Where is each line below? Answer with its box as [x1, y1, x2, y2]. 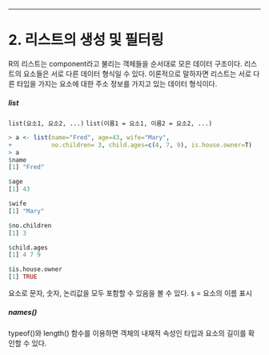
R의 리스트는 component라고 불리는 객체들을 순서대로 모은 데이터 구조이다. [8, 58, 243, 68]
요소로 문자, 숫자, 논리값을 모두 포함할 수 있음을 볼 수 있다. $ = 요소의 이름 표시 [8, 288, 252, 298]
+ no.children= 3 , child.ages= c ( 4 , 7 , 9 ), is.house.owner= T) [8, 141, 252, 149]
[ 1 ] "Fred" [8, 163, 45, 171]
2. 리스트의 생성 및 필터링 [8, 31, 164, 49]
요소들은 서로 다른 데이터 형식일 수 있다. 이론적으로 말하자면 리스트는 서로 [22, 69, 252, 79]
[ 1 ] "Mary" [8, 207, 45, 215]
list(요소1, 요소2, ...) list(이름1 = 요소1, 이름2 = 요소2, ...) [8, 119, 213, 127]
